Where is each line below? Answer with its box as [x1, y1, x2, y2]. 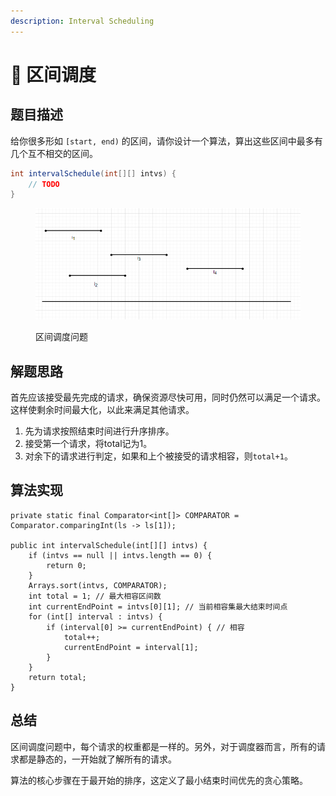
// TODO [28, 179, 60, 189]
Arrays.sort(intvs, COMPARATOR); [28, 580, 168, 590]
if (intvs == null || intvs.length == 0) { [28, 550, 213, 560]
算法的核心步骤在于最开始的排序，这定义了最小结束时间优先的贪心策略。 [10, 774, 308, 786]
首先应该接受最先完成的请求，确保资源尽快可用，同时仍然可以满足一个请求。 [10, 391, 326, 404]
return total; [28, 672, 87, 682]
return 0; [46, 560, 87, 570]
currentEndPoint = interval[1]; [63, 642, 199, 652]
